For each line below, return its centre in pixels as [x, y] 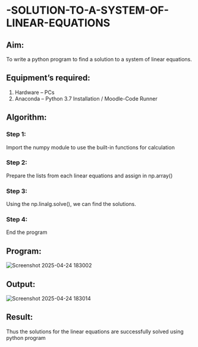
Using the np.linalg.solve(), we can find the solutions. [71, 204]
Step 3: [17, 191]
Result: [20, 317]
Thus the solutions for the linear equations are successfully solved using [95, 332]
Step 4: [17, 220]
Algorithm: [26, 118]
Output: [21, 284]
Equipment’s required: [48, 78]
